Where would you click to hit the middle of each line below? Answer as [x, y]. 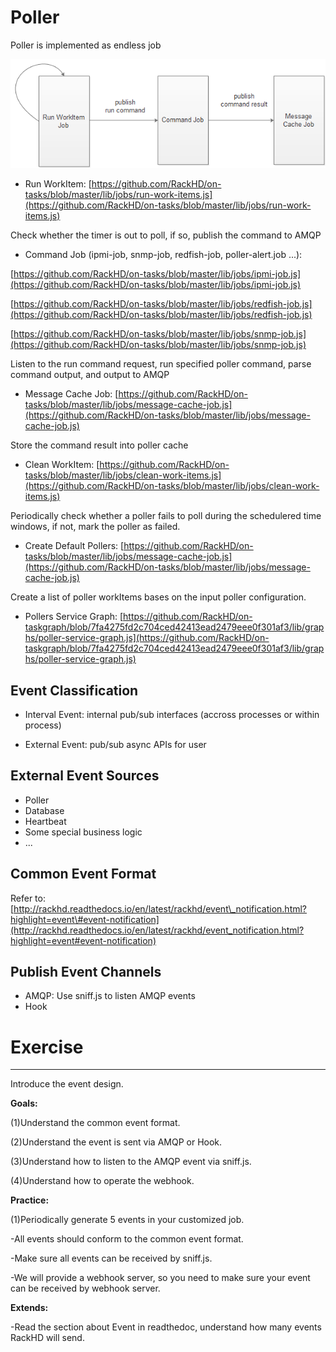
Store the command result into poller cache [99, 445]
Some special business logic [83, 832]
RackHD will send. [47, 1338]
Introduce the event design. [67, 1084]
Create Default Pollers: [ [74, 546]
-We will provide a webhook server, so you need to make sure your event [160, 1278]
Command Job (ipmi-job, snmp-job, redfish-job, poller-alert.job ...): [163, 255]
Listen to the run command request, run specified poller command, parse [161, 364]
